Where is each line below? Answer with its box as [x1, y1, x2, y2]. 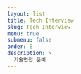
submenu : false [7, 37, 52, 44]
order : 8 [7, 43, 33, 50]
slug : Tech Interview [7, 23, 71, 30]
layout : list [7, 10, 46, 18]
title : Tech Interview [7, 17, 74, 24]
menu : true [7, 30, 39, 37]
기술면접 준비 [13, 56, 46, 63]
